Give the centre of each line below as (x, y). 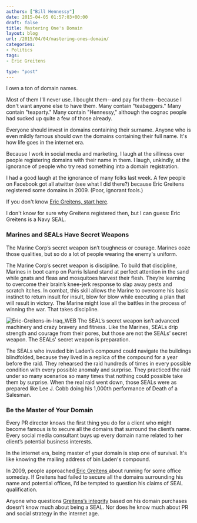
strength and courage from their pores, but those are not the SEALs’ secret (97, 333)
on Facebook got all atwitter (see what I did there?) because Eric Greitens (95, 184)
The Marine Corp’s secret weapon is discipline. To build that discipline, (92, 265)
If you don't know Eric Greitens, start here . (57, 202)
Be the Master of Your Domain (50, 410)
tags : (13, 55)
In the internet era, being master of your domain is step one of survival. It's (96, 453)
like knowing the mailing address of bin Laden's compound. (78, 459)
